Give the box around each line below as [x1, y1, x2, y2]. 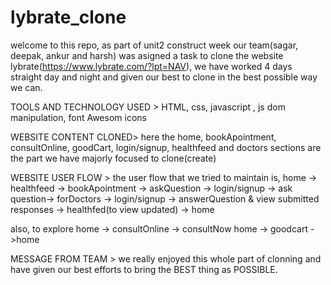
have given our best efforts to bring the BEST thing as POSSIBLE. [10, 263, 278, 275]
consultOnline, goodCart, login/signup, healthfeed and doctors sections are [10, 141, 322, 153]
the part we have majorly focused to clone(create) [10, 152, 217, 164]
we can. [10, 81, 43, 93]
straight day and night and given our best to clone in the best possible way [10, 71, 318, 83]
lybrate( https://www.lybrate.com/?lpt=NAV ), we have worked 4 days [10, 60, 293, 72]
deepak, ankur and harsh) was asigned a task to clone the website [10, 49, 284, 61]
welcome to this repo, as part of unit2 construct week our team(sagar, [10, 39, 299, 51]
